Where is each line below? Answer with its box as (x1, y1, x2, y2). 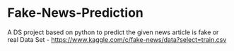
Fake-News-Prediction (7, 5, 144, 21)
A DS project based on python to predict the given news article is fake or (7, 28, 219, 36)
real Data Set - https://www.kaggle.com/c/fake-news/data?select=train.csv (7, 35, 227, 43)
